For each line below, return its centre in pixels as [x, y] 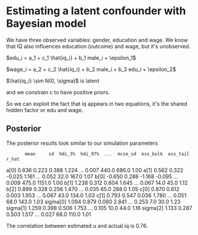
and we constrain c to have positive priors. [58, 92]
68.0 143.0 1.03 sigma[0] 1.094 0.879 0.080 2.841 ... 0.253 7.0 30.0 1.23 [93, 201]
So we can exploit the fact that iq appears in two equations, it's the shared [97, 104]
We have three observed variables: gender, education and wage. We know [97, 40]
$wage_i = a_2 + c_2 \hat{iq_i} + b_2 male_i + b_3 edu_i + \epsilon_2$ [91, 69]
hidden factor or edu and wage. [45, 110]
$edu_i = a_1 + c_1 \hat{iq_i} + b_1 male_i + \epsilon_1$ [71, 58]
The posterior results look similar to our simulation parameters [82, 143]
